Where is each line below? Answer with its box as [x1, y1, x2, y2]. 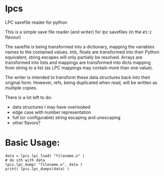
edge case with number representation [12, 109, 92, 115]
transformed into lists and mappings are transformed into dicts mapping [5, 59, 151, 65]
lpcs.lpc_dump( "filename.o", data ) [5, 162, 83, 167]
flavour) [5, 34, 21, 40]
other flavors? [12, 120, 41, 126]
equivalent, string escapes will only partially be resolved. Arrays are [5, 54, 143, 60]
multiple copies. [5, 85, 38, 90]
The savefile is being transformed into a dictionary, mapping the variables [5, 44, 155, 49]
